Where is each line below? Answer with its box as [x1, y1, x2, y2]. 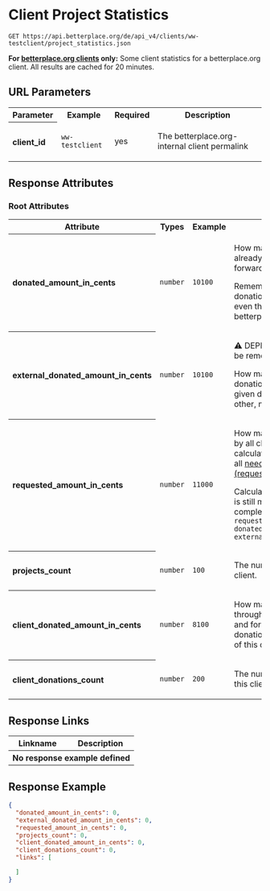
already [234, 252, 263, 263]
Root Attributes [8, 200, 70, 211]
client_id [12, 136, 46, 147]
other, [234, 399, 257, 410]
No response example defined [12, 752, 131, 764]
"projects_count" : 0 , [15, 831, 88, 839]
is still [234, 496, 256, 508]
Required [114, 110, 150, 120]
